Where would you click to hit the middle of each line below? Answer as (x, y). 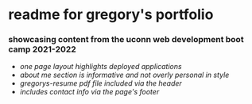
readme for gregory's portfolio (111, 15)
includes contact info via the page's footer (89, 92)
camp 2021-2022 (43, 49)
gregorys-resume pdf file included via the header (101, 83)
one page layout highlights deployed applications (101, 67)
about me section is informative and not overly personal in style (124, 75)
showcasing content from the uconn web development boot (126, 40)
